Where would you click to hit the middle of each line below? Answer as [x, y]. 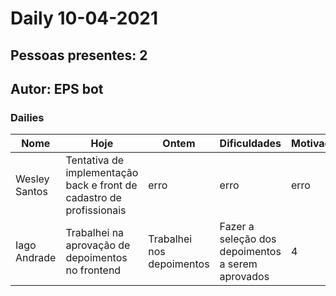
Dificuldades [250, 144]
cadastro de [93, 198]
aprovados [244, 277]
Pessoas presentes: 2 [79, 55]
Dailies [27, 117]
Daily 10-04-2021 [84, 18]
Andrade [36, 258]
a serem [238, 264]
